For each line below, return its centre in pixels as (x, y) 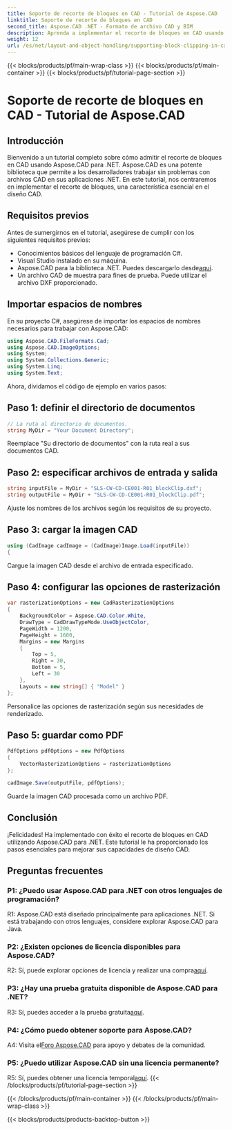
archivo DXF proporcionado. (57, 282)
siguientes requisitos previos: (49, 240)
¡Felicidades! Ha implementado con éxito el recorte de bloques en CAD (108, 834)
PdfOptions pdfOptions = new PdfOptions (66, 751)
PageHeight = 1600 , (48, 635)
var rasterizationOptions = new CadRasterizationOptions (91, 603)
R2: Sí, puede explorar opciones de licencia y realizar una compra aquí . (108, 970)
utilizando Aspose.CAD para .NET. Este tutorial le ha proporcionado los (108, 842)
